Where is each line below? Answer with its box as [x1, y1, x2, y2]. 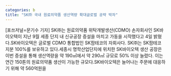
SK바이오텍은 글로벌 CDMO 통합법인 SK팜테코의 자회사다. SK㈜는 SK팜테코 [10, 39, 162, 46]
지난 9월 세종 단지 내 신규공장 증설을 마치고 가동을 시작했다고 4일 [22, 33, 153, 39]
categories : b [5, 7, 36, 13]
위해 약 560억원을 [10, 65, 46, 71]
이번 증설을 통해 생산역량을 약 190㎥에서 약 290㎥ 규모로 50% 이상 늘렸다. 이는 [5, 52, 163, 59]
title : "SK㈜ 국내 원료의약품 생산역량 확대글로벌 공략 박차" [5, 12, 118, 17]
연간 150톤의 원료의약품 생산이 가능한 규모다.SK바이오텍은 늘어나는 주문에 [5, 59, 152, 65]
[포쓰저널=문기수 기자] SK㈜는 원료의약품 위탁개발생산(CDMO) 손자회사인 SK [5, 27, 160, 33]
